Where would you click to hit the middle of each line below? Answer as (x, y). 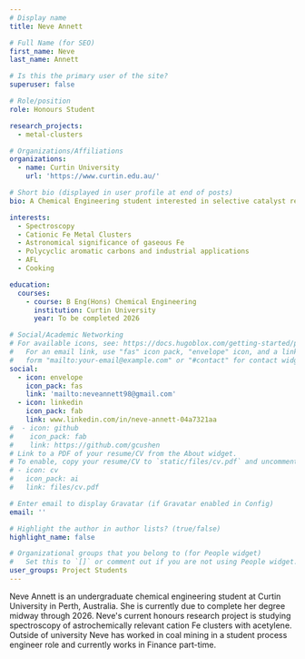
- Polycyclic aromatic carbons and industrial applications (133, 251)
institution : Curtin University (94, 310)
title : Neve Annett (46, 26)
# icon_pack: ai (44, 479)
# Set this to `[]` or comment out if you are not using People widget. (154, 562)
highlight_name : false (52, 537)
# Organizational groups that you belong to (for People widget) (135, 553)
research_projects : (46, 126)
